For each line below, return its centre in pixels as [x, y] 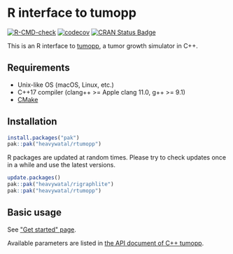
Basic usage [34, 212]
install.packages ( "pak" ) [43, 138]
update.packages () [34, 178]
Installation [32, 121]
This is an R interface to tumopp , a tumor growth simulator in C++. [103, 45]
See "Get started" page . [42, 230]
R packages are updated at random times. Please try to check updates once [116, 157]
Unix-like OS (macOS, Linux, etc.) [65, 85]
